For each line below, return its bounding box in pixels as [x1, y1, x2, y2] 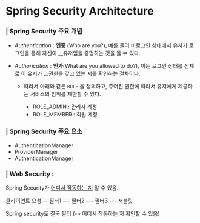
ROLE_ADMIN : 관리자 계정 [32, 103, 98, 110]
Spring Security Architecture [5, 4, 154, 18]
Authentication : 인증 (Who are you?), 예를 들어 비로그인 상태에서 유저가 [14, 42, 188, 49]
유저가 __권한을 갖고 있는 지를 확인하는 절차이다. [27, 70, 141, 77]
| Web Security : [5, 170, 55, 178]
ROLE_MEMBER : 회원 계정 [32, 111, 98, 118]
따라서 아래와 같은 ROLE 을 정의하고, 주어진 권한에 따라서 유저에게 [23, 83, 177, 90]
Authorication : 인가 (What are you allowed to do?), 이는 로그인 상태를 [14, 62, 183, 70]
